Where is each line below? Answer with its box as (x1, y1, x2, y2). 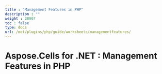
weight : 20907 (5, 16, 36, 21)
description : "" (5, 12, 40, 16)
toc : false (5, 20, 29, 26)
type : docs (5, 25, 27, 30)
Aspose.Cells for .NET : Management (5, 50, 158, 61)
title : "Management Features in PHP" (5, 7, 83, 12)
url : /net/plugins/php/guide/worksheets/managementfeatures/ (5, 30, 131, 34)
